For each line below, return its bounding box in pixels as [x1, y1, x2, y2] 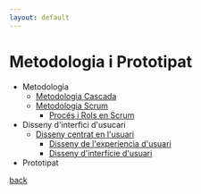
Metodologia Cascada [35, 90, 117, 101]
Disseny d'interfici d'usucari [21, 119, 127, 130]
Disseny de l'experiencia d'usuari [48, 138, 172, 148]
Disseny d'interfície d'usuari [48, 148, 153, 158]
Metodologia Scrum [35, 100, 109, 111]
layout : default [9, 13, 70, 22]
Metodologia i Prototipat [9, 51, 193, 72]
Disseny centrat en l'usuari [35, 129, 135, 139]
